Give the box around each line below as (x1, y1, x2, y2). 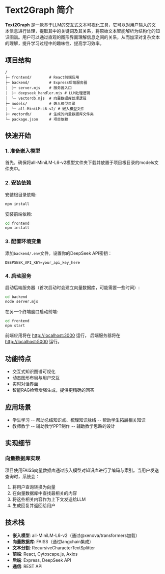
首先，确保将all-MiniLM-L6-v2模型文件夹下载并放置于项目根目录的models (5, 160, 155, 165)
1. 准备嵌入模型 (5, 148, 41, 155)
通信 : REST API (12, 563, 43, 569)
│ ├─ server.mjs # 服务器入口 (5, 85, 72, 90)
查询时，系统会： (5, 473, 40, 479)
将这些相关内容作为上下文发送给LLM (12, 496, 86, 502)
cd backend (5, 294, 27, 299)
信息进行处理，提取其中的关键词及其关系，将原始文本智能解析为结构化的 (9, 28, 156, 34)
